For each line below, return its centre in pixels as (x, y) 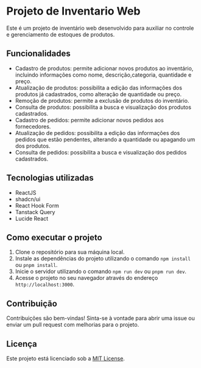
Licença (22, 344)
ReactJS (26, 192)
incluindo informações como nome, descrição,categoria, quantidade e (103, 75)
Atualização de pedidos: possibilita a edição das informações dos (97, 133)
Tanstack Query (35, 212)
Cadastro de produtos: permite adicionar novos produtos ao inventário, (104, 68)
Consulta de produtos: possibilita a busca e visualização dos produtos (103, 107)
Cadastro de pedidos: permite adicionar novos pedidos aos (90, 120)
